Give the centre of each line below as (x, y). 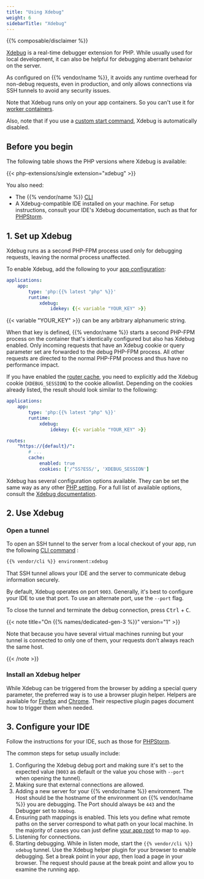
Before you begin (40, 147)
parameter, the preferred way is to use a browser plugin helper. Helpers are (101, 694)
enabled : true (57, 463)
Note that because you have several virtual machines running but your (95, 634)
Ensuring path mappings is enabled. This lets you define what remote (103, 817)
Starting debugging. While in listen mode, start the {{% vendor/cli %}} (104, 843)
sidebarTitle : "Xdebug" (37, 23)
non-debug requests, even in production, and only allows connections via (99, 84)
